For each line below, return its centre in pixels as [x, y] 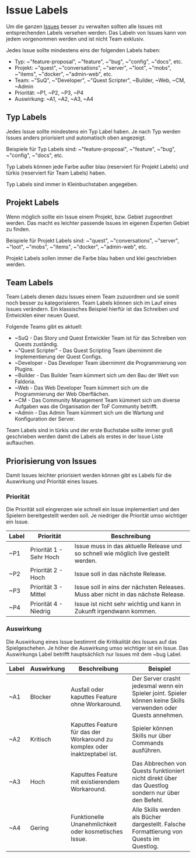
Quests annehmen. [158, 715]
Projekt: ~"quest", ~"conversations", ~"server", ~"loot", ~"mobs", [93, 67]
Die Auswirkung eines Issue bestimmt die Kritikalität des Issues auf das [92, 641]
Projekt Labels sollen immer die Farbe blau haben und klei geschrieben [91, 258]
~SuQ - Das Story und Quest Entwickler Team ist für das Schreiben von [100, 338]
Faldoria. [25, 382]
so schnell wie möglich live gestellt [122, 553]
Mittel [38, 594]
